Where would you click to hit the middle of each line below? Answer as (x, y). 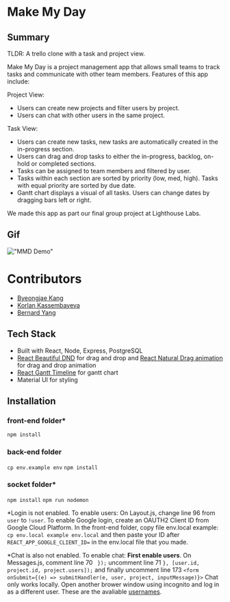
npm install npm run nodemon (48, 500)
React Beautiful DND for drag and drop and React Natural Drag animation (120, 358)
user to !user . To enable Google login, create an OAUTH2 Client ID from (108, 520)
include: (18, 81)
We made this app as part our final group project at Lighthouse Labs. (104, 213)
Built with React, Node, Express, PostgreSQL (80, 351)
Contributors (44, 279)
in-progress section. (46, 149)
